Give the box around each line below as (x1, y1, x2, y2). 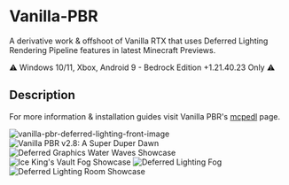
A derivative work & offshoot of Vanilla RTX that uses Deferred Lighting (9, 35, 269, 46)
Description (9, 88, 75, 103)
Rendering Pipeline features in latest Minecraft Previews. (9, 44, 216, 55)
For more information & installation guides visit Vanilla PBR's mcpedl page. (9, 111, 281, 121)
